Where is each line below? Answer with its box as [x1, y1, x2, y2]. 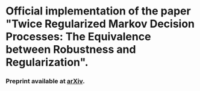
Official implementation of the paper [5, 4, 191, 18]
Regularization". [5, 55, 89, 69]
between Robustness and [5, 43, 136, 57]
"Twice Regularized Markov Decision [5, 17, 195, 31]
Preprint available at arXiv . [5, 77, 85, 86]
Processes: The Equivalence [5, 30, 151, 43]
